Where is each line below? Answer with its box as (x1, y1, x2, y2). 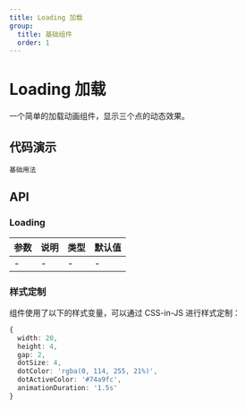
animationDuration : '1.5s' (17, 384, 118, 393)
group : (9, 21, 34, 30)
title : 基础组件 (17, 30, 73, 38)
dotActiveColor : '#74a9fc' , (17, 375, 123, 385)
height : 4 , (17, 342, 58, 351)
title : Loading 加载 (9, 13, 83, 22)
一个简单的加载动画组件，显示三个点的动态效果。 (9, 111, 190, 122)
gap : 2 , (17, 350, 47, 359)
